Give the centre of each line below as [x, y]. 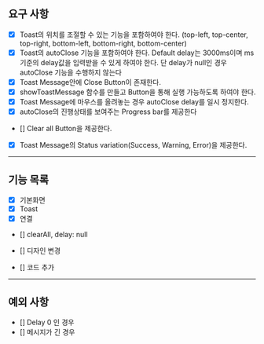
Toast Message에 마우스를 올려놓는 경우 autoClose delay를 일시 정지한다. [134, 102]
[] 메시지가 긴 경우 [47, 332]
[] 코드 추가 [37, 267]
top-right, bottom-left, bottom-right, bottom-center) [103, 43]
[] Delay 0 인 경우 [47, 322]
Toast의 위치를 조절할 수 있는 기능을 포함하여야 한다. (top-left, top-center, [134, 35]
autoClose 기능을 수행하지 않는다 [70, 72]
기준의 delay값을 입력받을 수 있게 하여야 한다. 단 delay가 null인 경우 [123, 62]
